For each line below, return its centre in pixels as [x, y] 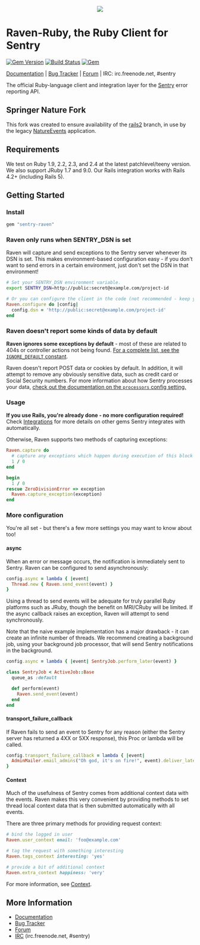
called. [14, 744]
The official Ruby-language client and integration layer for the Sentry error [97, 85]
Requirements [33, 150]
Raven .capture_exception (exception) [57, 494]
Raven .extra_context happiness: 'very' [56, 872]
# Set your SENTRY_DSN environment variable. [63, 283]
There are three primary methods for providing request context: [84, 824]
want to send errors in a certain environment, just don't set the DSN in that [97, 266]
